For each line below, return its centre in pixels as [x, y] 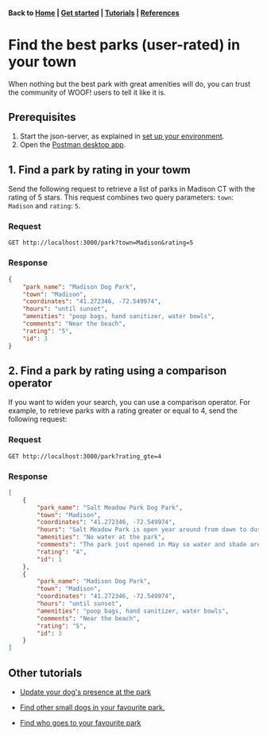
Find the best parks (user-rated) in [124, 45]
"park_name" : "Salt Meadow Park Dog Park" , [110, 507]
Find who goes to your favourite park [80, 722]
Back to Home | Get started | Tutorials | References [94, 13]
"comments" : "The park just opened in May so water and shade [142, 545]
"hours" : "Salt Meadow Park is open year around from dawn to [142, 530]
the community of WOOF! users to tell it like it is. [87, 92]
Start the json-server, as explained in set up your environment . [122, 136]
